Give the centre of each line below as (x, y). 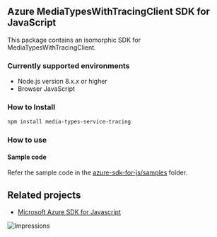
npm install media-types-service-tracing (69, 122)
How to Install (31, 107)
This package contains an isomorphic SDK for (74, 40)
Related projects (44, 195)
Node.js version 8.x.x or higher (62, 82)
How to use (27, 140)
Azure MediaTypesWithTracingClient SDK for (109, 12)
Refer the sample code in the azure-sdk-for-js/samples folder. (98, 172)
